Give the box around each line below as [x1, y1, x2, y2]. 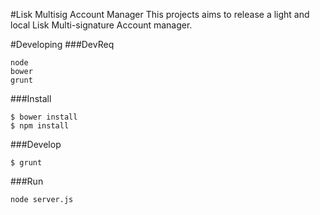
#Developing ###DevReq [10, 39, 115, 50]
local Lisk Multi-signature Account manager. [10, 19, 193, 31]
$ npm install [10, 121, 70, 131]
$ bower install [10, 112, 78, 122]
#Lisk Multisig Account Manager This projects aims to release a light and [10, 9, 310, 20]
